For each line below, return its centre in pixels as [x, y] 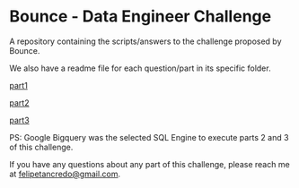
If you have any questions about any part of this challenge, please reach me [149, 164]
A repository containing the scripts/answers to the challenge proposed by [145, 41]
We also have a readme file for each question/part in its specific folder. [140, 68]
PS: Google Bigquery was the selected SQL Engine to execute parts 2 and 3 [149, 137]
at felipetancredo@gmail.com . [65, 174]
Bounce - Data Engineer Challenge [141, 17]
